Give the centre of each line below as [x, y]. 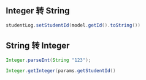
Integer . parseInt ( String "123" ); [48, 60]
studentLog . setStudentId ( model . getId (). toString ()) [73, 25]
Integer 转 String [38, 11]
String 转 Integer [38, 46]
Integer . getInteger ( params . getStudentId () [61, 71]
